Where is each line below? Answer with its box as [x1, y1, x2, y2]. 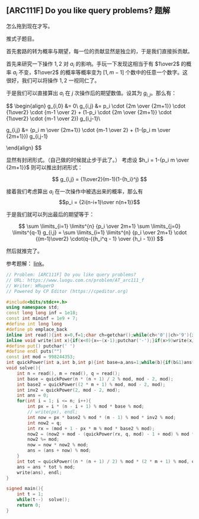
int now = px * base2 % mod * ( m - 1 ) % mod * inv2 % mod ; [27, 414, 176, 420]
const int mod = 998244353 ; [6, 354, 76, 360]
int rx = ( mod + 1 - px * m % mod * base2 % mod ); [27, 425, 155, 431]
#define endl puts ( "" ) [6, 349, 62, 354]
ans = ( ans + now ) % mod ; [27, 447, 92, 454]
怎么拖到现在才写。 [6, 22, 53, 30]
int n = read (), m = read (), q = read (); [17, 370, 120, 376]
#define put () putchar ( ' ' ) [6, 343, 76, 349]
